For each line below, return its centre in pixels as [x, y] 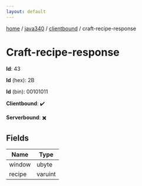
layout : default [26, 12]
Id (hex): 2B [20, 80]
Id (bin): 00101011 [27, 92]
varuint [46, 174]
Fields [18, 138]
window [20, 165]
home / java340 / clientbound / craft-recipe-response [71, 28]
